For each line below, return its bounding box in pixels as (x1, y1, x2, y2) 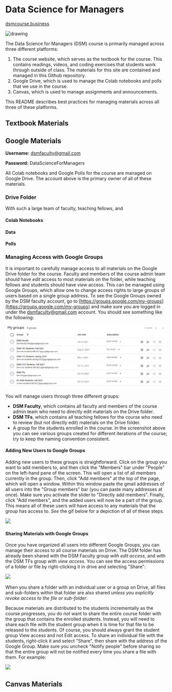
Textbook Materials (5, 119, 69, 128)
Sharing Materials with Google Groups (5, 530, 89, 536)
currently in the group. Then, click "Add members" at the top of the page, (5, 475, 160, 481)
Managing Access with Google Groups (5, 253, 104, 260)
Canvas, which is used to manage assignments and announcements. (12, 88, 158, 95)
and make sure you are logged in (91, 303, 161, 309)
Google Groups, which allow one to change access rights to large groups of (5, 287, 165, 293)
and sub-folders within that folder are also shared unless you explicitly (5, 590, 154, 596)
